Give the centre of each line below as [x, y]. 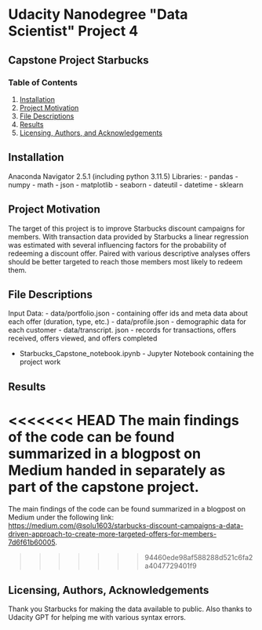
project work [40, 362]
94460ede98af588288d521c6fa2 [199, 557]
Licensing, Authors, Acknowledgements [109, 590]
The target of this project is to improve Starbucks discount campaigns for [127, 228]
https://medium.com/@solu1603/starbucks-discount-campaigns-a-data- [126, 525]
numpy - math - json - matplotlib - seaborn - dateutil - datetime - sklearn [126, 184]
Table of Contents [43, 82]
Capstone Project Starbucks [78, 60]
